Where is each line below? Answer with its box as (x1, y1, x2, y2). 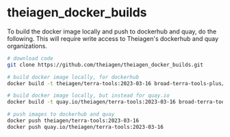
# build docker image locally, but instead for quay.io (7, 92, 170, 100)
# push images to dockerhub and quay (7, 111, 115, 118)
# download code (7, 55, 53, 62)
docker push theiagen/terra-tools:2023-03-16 (7, 117, 139, 124)
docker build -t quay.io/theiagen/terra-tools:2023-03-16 (7, 99, 176, 106)
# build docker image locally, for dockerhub (7, 74, 139, 80)
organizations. (7, 42, 48, 50)
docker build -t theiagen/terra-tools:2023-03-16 (7, 80, 152, 87)
